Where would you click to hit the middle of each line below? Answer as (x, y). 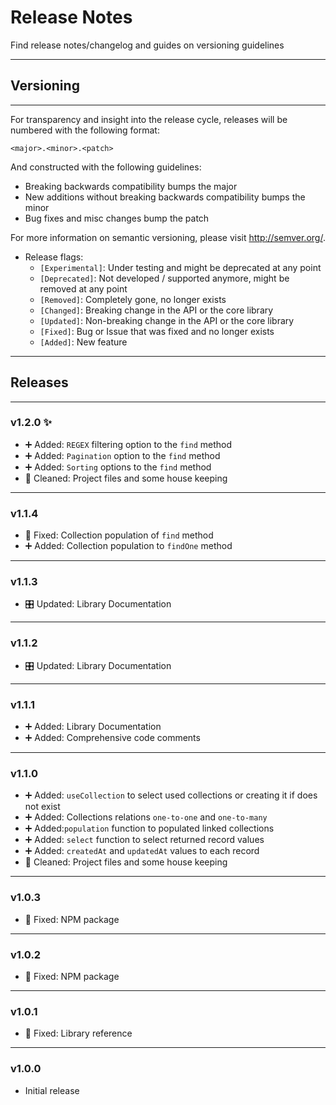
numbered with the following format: (85, 130)
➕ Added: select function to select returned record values (144, 840)
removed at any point (83, 288)
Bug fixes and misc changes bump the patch (117, 218)
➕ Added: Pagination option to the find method (122, 455)
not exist (42, 807)
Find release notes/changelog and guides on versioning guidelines (147, 45)
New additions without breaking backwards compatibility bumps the (165, 197)
